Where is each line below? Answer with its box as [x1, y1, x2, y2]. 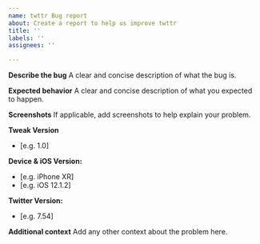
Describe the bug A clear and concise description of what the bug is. [8, 70, 237, 80]
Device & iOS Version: [8, 157, 82, 166]
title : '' [8, 26, 42, 34]
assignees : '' [8, 42, 56, 50]
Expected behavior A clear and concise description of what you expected [8, 86, 253, 96]
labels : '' [8, 34, 45, 42]
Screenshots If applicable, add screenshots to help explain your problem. [8, 110, 251, 120]
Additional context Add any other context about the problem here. [8, 227, 228, 237]
